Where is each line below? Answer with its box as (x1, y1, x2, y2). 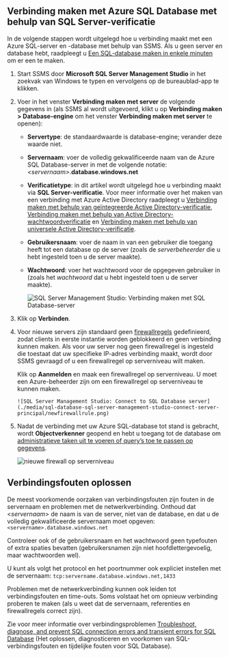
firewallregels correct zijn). (7, 606, 83, 614)
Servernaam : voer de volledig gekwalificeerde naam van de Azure (27, 153, 215, 161)
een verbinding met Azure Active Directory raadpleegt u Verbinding (27, 195, 217, 204)
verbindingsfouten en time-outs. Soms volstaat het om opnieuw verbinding (7, 592, 218, 600)
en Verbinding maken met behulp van (92, 217, 198, 226)
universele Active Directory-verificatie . (27, 224, 137, 232)
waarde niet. (27, 140, 63, 148)
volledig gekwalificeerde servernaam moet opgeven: (7, 517, 155, 525)
